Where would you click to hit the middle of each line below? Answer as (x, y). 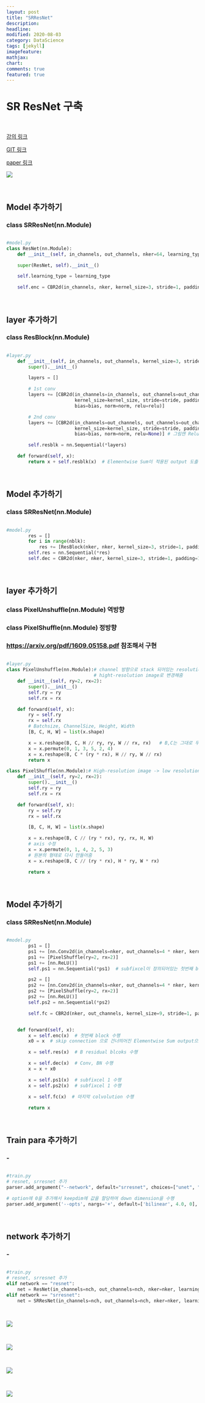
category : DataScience (35, 40)
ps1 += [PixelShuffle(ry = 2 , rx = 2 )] (74, 957)
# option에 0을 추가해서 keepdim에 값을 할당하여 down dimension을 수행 (90, 1198)
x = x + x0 (42, 1069)
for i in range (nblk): (57, 542)
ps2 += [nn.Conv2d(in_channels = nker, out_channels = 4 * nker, (108, 985)
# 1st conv (42, 389)
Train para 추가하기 (42, 1140)
